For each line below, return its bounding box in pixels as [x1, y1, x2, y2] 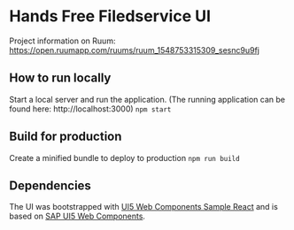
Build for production [9, 129, 122, 144]
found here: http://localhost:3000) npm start [9, 103, 172, 114]
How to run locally [9, 71, 112, 86]
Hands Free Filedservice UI [9, 6, 211, 27]
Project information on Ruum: [9, 35, 116, 46]
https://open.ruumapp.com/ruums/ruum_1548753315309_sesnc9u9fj [9, 44, 259, 55]
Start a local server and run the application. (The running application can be [9, 94, 286, 104]
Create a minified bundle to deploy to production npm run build [9, 152, 241, 163]
